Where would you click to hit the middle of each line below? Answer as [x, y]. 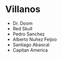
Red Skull [22, 28]
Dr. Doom [23, 23]
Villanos [23, 9]
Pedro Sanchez [28, 34]
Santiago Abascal [31, 44]
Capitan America [30, 50]
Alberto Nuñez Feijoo [35, 39]
